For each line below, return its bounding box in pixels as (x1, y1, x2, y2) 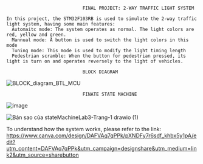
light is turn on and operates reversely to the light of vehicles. (6, 58, 184, 64)
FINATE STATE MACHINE (82, 91, 137, 97)
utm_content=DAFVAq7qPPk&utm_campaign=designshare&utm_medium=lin (6, 145, 197, 152)
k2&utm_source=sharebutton (6, 151, 79, 159)
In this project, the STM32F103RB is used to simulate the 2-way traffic (6, 16, 198, 22)
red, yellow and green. (6, 32, 67, 38)
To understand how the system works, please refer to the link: (6, 126, 162, 132)
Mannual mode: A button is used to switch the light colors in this (12, 37, 189, 43)
